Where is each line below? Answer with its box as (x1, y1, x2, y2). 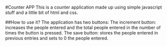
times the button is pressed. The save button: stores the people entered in (5, 30, 158, 35)
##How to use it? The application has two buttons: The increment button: (5, 19, 156, 25)
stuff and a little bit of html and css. (5, 9, 78, 15)
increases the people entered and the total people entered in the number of (5, 24, 161, 30)
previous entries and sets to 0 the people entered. (5, 35, 109, 41)
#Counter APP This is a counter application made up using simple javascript (5, 4, 162, 10)
